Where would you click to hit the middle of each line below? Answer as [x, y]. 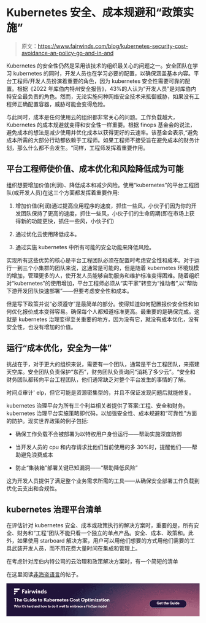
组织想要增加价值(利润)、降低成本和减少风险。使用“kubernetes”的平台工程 [100, 185]
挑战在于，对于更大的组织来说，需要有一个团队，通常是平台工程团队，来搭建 [103, 364]
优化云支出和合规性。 [33, 488]
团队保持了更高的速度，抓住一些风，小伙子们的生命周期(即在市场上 [105, 213]
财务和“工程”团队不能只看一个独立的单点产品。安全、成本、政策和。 [103, 533]
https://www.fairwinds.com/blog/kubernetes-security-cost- [113, 46]
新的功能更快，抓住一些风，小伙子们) [67, 221]
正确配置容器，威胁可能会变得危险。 [63, 104]
